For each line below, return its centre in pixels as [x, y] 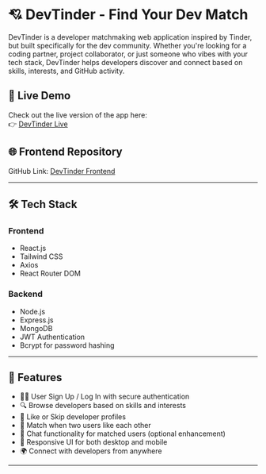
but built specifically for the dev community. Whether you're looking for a [127, 45]
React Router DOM [50, 274]
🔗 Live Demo [40, 96]
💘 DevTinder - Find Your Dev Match [128, 15]
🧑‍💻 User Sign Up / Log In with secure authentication [104, 397]
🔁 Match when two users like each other [85, 426]
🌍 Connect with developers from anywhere [91, 451]
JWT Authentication [52, 337]
